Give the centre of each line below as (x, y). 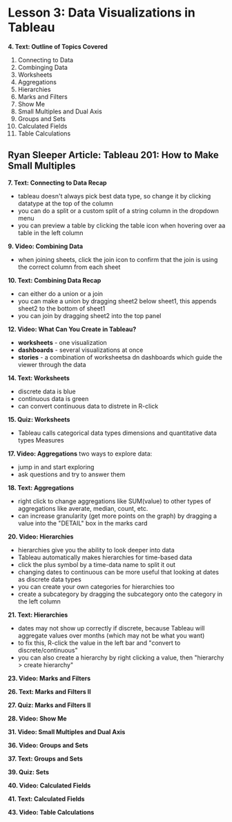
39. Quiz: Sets (29, 772)
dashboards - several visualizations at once (80, 350)
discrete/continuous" (48, 650)
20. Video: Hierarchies (41, 536)
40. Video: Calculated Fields (49, 785)
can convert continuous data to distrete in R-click (88, 406)
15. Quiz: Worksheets (39, 419)
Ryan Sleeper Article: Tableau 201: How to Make (114, 155)
